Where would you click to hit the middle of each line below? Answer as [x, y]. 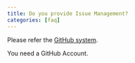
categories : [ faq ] [34, 20]
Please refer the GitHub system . [53, 39]
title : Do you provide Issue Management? [68, 13]
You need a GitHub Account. [48, 53]
